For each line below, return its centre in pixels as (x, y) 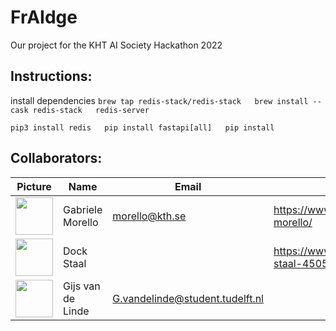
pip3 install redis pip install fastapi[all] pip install (142, 127)
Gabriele (83, 209)
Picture (34, 186)
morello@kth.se (149, 216)
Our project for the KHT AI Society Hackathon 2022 (116, 45)
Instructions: (51, 76)
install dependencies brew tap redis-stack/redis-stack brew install (159, 100)
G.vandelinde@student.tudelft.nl (188, 298)
